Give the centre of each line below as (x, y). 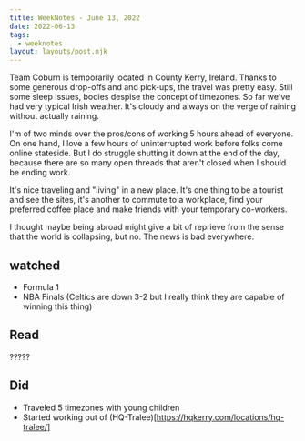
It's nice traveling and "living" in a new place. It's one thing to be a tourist (147, 190)
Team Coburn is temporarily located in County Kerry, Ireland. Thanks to (143, 77)
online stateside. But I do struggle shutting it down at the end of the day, (145, 153)
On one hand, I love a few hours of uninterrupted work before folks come (147, 144)
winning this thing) (57, 306)
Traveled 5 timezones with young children (101, 407)
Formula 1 (41, 286)
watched (35, 265)
